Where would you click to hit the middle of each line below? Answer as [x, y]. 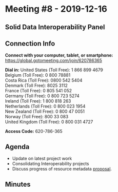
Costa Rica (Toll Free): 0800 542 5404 [44, 80]
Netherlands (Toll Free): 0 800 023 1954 [45, 107]
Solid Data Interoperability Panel [55, 27]
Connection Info [30, 43]
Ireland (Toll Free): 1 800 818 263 [38, 101]
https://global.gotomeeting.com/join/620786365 [54, 61]
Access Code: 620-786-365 [34, 131]
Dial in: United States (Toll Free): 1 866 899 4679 [54, 70]
